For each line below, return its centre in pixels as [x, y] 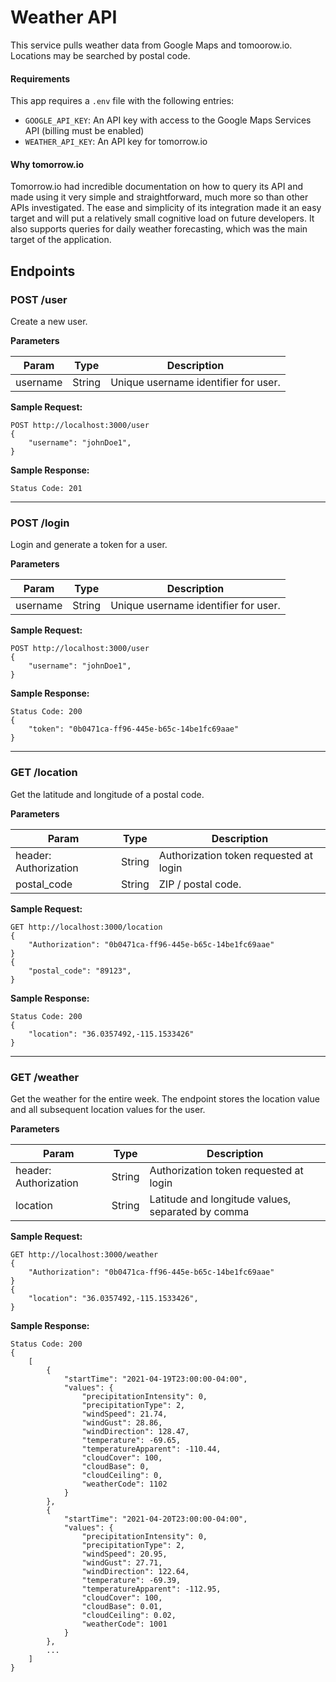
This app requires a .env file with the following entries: [122, 101]
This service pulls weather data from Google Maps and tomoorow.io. [151, 45]
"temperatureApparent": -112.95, [151, 1589]
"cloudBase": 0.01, [122, 1606]
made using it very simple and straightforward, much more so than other [159, 197]
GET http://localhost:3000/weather [84, 1254]
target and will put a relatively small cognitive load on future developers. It [162, 218]
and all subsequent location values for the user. [108, 1109]
